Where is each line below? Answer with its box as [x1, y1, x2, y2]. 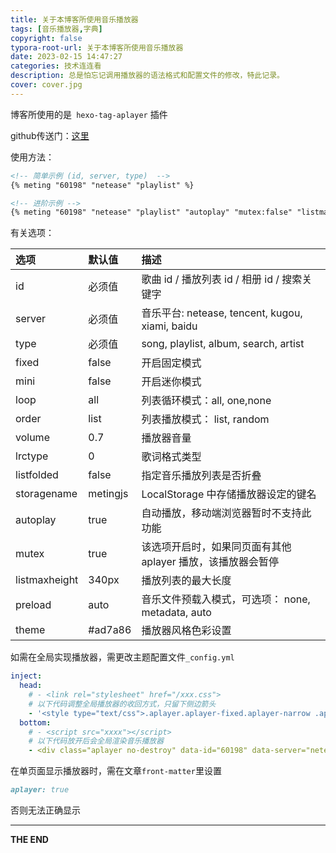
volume [15, 431, 50, 445]
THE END [10, 834, 49, 845]
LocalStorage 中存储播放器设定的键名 [141, 487, 317, 501]
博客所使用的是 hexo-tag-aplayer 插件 [10, 108, 168, 120]
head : [19, 681, 43, 691]
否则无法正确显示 [10, 804, 81, 816]
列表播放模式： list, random [141, 412, 270, 426]
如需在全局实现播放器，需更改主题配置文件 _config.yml [10, 651, 235, 663]
